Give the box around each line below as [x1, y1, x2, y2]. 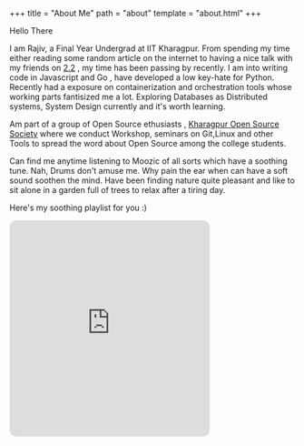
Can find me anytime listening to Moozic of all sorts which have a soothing [9, 156, 288, 167]
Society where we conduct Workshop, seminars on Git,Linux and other [9, 128, 274, 139]
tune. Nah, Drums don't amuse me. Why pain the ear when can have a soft [9, 166, 289, 176]
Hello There [9, 25, 54, 35]
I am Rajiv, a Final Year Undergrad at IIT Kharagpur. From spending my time [9, 43, 290, 54]
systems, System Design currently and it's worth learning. [9, 101, 226, 112]
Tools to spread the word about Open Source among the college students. [9, 138, 287, 148]
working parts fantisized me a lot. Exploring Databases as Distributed [9, 91, 268, 102]
